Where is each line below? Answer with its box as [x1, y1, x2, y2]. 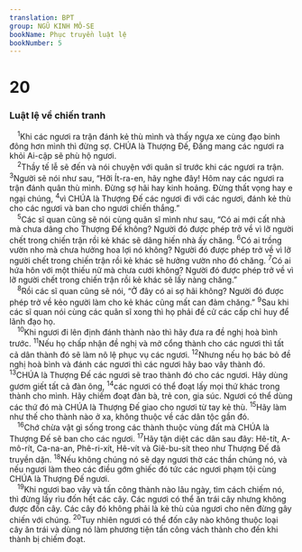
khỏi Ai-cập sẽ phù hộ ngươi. [9, 151, 117, 161]
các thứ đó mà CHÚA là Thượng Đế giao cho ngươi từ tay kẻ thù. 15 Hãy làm [9, 400, 287, 412]
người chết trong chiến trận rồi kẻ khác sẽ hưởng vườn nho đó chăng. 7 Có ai [9, 253, 291, 266]
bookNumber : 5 [9, 38, 63, 48]
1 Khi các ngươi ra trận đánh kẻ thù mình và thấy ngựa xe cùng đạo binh [17, 130, 281, 143]
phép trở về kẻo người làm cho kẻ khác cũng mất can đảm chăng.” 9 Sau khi [9, 295, 289, 308]
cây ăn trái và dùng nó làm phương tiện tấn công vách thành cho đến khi [9, 524, 279, 535]
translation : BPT [9, 13, 75, 23]
